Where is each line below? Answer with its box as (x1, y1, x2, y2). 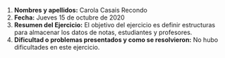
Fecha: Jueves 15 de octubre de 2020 (13, 13, 125, 22)
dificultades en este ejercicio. (13, 43, 100, 51)
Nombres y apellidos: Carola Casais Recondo (13, 6, 148, 14)
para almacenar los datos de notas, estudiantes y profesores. (13, 28, 193, 36)
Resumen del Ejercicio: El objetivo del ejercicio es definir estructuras (13, 21, 216, 29)
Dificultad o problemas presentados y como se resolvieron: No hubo (13, 36, 219, 44)
